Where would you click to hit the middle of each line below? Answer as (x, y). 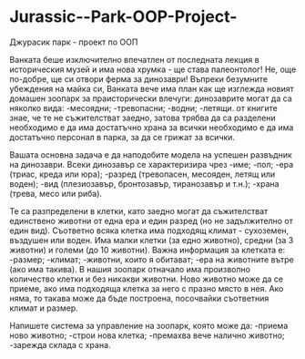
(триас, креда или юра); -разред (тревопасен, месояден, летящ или (142, 174)
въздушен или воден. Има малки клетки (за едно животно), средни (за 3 (152, 240)
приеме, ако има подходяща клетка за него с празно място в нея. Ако (147, 288)
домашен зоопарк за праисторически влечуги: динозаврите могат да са (151, 98)
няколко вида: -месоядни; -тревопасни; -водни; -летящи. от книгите (143, 108)
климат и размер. (44, 308)
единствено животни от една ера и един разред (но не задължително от (151, 221)
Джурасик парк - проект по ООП (74, 42)
